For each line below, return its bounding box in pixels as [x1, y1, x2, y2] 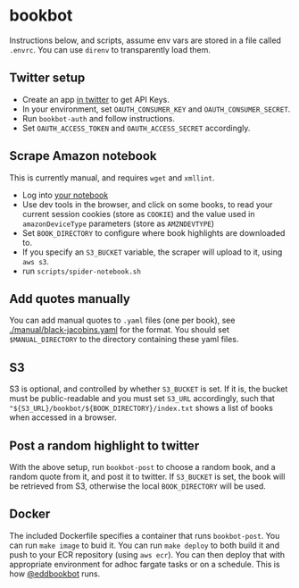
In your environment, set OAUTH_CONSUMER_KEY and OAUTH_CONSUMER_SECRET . [21, 104, 291, 114]
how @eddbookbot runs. [9, 568, 101, 579]
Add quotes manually [9, 291, 131, 307]
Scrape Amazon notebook [9, 148, 157, 164]
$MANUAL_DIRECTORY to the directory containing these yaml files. [9, 334, 239, 345]
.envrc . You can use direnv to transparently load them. [9, 44, 212, 55]
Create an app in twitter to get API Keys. [21, 94, 170, 105]
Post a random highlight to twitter [9, 438, 200, 453]
